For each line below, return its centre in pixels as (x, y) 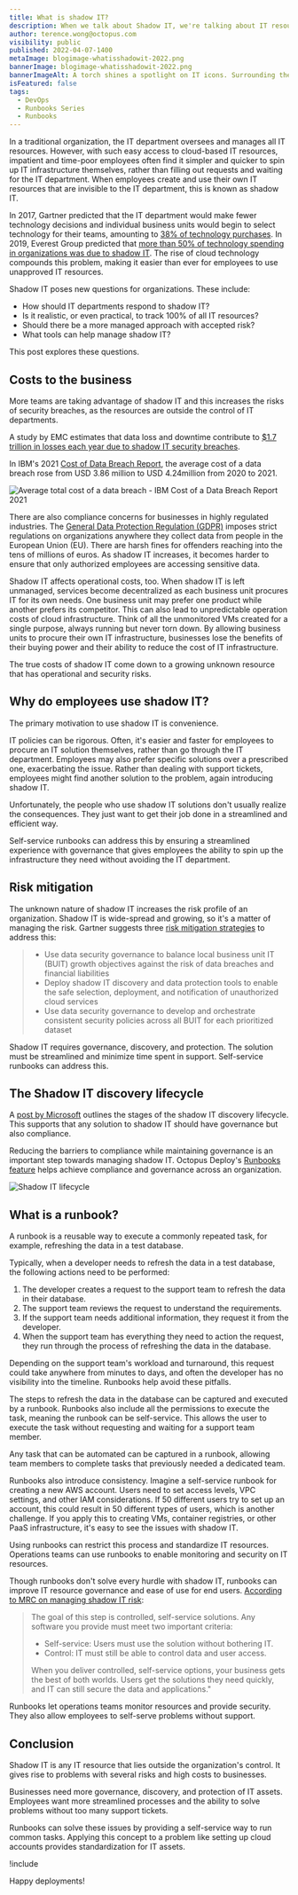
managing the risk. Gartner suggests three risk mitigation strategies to (137, 927)
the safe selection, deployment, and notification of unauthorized (161, 992)
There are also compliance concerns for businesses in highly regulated (139, 516)
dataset (58, 1029)
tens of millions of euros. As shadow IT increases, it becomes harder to (139, 554)
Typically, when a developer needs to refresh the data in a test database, (142, 1263)
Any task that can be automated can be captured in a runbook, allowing (140, 1454)
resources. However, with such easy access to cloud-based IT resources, (144, 151)
